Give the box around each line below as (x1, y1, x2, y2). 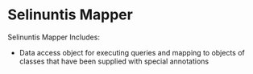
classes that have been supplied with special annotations (19, 56, 209, 66)
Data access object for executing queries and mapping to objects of (19, 47, 245, 57)
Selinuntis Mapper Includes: (7, 32, 100, 42)
